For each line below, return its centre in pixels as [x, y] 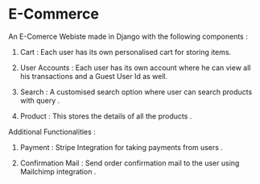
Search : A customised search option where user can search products [136, 92]
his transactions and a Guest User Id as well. [94, 76]
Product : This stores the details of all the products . [106, 116]
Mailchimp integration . [58, 171]
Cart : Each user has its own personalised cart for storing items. [126, 52]
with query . [40, 100]
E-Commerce [54, 14]
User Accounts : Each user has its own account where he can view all [135, 67]
